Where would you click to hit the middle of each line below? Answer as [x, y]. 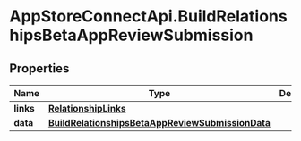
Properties [39, 68]
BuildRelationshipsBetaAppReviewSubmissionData [159, 123]
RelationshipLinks [87, 108]
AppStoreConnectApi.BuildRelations [149, 17]
